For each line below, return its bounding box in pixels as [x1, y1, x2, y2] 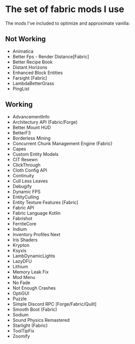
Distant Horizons [12, 64, 48, 70]
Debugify [12, 183, 32, 189]
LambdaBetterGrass [12, 80, 54, 86]
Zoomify [12, 333, 30, 339]
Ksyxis [12, 247, 27, 253]
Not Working [5, 35, 46, 43]
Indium [12, 226, 27, 232]
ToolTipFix [12, 327, 35, 333]
